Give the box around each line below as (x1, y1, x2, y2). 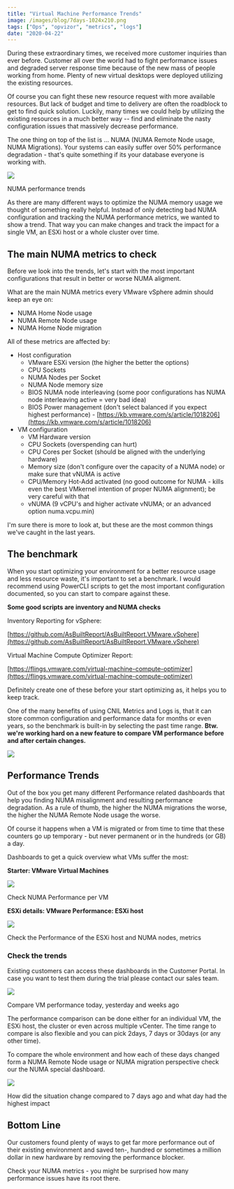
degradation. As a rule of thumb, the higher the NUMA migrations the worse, (7, 803, 227, 812)
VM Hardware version (27, 433, 91, 441)
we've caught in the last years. (7, 528, 96, 536)
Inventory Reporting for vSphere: (7, 616, 102, 625)
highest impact (7, 1099, 50, 1107)
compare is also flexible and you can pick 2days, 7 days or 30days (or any (7, 1029, 221, 1037)
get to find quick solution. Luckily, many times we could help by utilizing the (7, 107, 225, 116)
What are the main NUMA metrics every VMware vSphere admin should (7, 288, 214, 296)
